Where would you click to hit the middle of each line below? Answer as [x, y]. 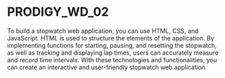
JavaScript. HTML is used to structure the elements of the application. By [111, 38]
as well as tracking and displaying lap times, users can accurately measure [113, 53]
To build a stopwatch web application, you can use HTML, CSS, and [103, 31]
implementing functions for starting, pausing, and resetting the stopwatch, [112, 45]
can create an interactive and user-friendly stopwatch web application [106, 67]
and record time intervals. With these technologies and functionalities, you [112, 60]
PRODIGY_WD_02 [58, 12]
